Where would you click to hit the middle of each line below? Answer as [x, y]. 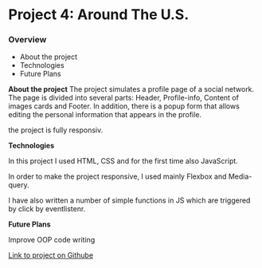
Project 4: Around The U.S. [99, 15]
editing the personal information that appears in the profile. [105, 115]
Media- [240, 176]
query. [19, 185]
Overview [27, 40]
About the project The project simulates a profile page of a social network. [131, 89]
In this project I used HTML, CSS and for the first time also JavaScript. [123, 161]
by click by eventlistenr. [47, 209]
